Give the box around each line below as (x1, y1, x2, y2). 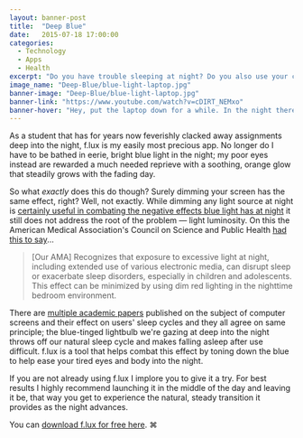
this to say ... (9, 234, 54, 245)
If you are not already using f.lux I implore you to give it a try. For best (9, 373, 268, 384)
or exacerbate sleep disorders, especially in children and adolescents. (31, 271, 292, 282)
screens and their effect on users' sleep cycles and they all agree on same (9, 317, 286, 328)
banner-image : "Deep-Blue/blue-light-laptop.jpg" (9, 89, 200, 98)
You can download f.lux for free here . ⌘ (9, 419, 158, 430)
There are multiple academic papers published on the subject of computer (9, 308, 286, 319)
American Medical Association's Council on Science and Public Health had (9, 225, 287, 236)
